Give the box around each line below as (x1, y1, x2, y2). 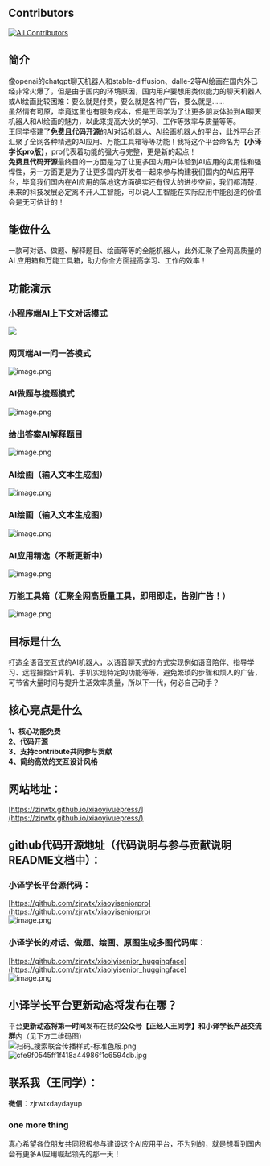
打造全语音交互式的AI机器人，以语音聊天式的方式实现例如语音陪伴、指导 (8, 658, 247, 667)
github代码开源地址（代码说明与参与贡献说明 (8, 838, 232, 853)
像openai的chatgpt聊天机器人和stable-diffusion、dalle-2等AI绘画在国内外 (8, 76, 252, 85)
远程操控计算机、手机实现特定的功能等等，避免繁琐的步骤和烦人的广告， (22, 668, 262, 678)
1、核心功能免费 (8, 726, 62, 736)
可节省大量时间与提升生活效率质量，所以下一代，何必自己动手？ (8, 678, 219, 687)
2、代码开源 (8, 737, 48, 746)
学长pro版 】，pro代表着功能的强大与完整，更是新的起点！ (8, 147, 197, 156)
